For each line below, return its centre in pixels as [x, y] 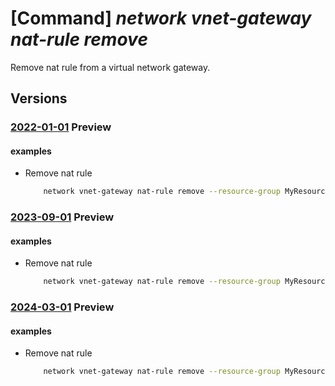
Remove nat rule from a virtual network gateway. [110, 67]
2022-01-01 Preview [61, 127]
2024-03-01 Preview [62, 307]
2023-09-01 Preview [62, 217]
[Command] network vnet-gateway [161, 18]
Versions [39, 98]
